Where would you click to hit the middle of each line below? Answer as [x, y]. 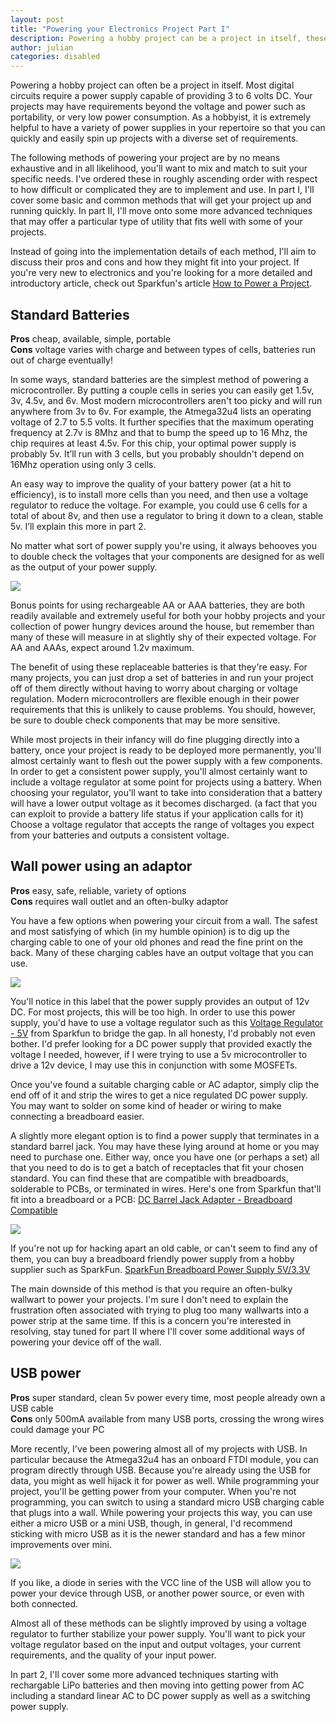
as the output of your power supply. [84, 567]
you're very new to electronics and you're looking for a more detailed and [161, 273]
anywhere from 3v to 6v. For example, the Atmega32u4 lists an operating [161, 411]
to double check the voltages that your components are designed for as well [167, 556]
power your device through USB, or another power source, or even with [157, 1593]
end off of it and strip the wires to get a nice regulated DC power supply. [159, 1095]
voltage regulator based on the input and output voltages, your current [156, 1644]
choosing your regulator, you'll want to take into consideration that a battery [166, 792]
